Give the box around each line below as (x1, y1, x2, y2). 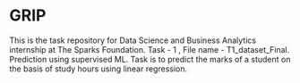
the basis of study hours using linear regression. (9, 63, 188, 74)
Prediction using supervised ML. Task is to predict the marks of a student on (9, 54, 291, 64)
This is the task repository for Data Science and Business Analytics (9, 35, 257, 46)
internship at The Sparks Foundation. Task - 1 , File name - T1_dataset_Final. (9, 44, 290, 54)
